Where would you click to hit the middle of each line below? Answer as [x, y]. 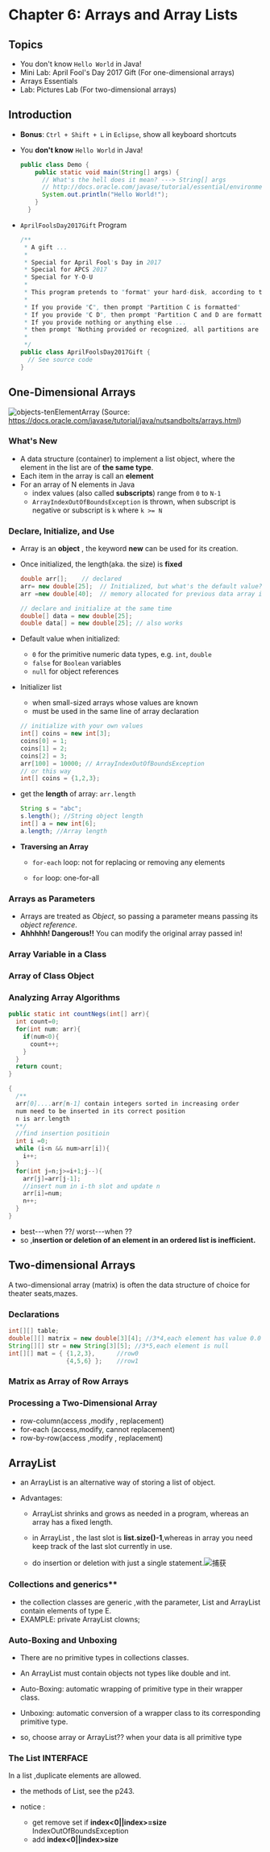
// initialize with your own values [81, 726]
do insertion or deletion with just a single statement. [118, 1563]
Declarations [34, 1314]
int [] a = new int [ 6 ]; [58, 824]
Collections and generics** [63, 1584]
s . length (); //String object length [81, 816]
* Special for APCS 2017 [65, 270]
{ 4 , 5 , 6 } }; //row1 [102, 1361]
